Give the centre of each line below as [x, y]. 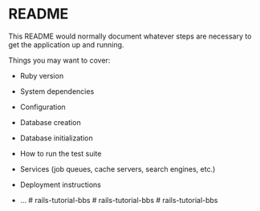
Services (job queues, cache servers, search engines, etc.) [118, 168]
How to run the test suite [61, 153]
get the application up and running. [66, 44]
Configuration [43, 107]
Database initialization [57, 138]
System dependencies [57, 91]
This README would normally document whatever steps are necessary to [130, 36]
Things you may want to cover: [59, 60]
